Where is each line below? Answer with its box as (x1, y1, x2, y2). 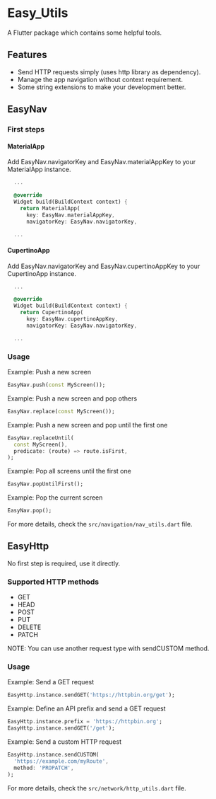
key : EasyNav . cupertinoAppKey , (25, 316, 119, 323)
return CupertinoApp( (20, 309, 83, 316)
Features (7, 49, 47, 61)
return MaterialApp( (20, 205, 80, 212)
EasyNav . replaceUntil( (7, 434, 74, 442)
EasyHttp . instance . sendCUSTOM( (7, 752, 100, 759)
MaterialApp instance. (7, 165, 71, 174)
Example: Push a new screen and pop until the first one (7, 420, 168, 429)
